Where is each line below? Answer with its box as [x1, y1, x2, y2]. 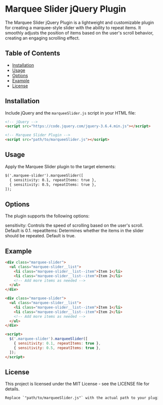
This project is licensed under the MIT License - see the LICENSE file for [5, 381, 149, 387]
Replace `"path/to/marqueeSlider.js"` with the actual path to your [5, 396, 147, 401]
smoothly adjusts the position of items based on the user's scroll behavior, [5, 30, 154, 36]
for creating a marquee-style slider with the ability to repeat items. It [5, 24, 141, 30]
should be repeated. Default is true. [5, 233, 76, 239]
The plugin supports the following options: [5, 213, 90, 219]
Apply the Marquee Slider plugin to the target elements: [5, 163, 116, 169]
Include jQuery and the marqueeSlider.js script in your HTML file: [5, 110, 136, 116]
